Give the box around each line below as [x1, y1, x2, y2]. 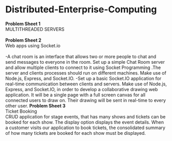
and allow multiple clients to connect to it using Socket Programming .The [5, 64, 161, 70]
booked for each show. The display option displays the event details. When [5, 119, 164, 125]
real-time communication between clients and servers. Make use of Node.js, [5, 81, 167, 87]
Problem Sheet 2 [5, 37, 42, 43]
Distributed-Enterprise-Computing [5, 4, 157, 15]
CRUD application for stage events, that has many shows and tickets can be [5, 113, 166, 119]
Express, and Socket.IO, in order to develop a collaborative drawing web [5, 86, 158, 92]
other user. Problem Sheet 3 [5, 102, 66, 109]
